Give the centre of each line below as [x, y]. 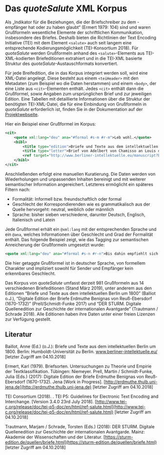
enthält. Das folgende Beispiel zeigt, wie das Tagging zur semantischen [77, 239]
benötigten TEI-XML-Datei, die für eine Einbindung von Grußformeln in [76, 104]
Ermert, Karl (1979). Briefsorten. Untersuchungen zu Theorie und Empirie [78, 366]
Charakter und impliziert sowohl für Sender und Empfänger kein [69, 268]
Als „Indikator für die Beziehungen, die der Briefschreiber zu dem [71, 22]
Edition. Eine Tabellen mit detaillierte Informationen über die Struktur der [78, 99]
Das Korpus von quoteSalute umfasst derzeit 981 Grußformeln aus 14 [74, 283]
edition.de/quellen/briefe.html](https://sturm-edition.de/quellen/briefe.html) [81, 442]
